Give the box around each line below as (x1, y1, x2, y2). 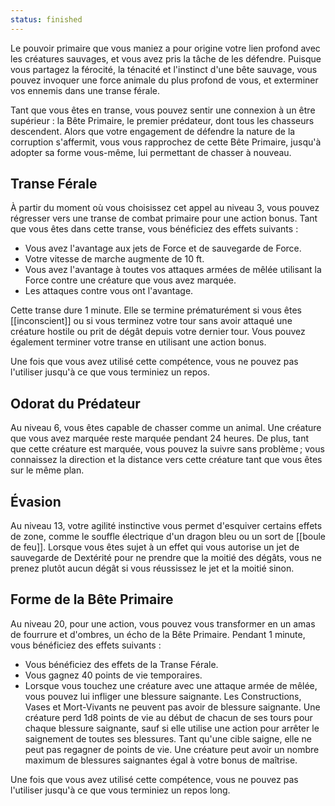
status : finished (10, 14, 83, 25)
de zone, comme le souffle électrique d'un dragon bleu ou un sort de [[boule (10, 531, 326, 543)
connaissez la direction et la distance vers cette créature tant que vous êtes (10, 454, 323, 466)
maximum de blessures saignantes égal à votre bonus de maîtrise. (24, 754, 298, 766)
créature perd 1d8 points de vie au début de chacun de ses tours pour (24, 711, 313, 723)
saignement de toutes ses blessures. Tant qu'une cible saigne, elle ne (24, 732, 312, 745)
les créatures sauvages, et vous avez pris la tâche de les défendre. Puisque (10, 52, 322, 65)
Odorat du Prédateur (10, 395, 141, 412)
